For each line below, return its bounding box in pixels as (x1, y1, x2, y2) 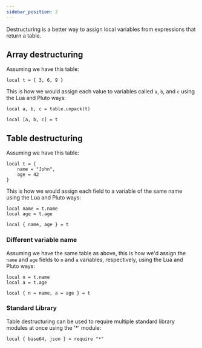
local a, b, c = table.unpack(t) (6, 106, 91, 112)
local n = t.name (6, 274, 50, 280)
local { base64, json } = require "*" (6, 336, 104, 342)
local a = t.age (6, 279, 47, 286)
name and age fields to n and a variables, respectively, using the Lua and (6, 256, 183, 263)
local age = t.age (6, 211, 53, 217)
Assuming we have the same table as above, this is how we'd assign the (6, 249, 186, 256)
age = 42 (17, 172, 39, 178)
